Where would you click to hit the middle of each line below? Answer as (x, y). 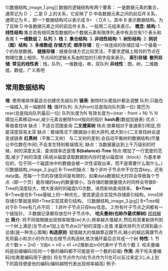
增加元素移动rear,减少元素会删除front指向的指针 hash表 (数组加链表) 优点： (82, 119)
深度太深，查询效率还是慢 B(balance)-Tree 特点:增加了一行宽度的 (90, 151)
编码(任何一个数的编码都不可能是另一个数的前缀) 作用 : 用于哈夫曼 (90, 251)
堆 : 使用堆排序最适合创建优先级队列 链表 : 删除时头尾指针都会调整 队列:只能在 (84, 100)
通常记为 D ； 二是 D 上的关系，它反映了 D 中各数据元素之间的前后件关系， (82, 14)
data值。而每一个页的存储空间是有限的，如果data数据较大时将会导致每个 (80, 176)
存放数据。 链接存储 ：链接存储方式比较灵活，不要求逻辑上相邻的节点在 (87, 51)
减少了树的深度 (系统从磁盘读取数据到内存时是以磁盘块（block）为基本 (84, 157)
